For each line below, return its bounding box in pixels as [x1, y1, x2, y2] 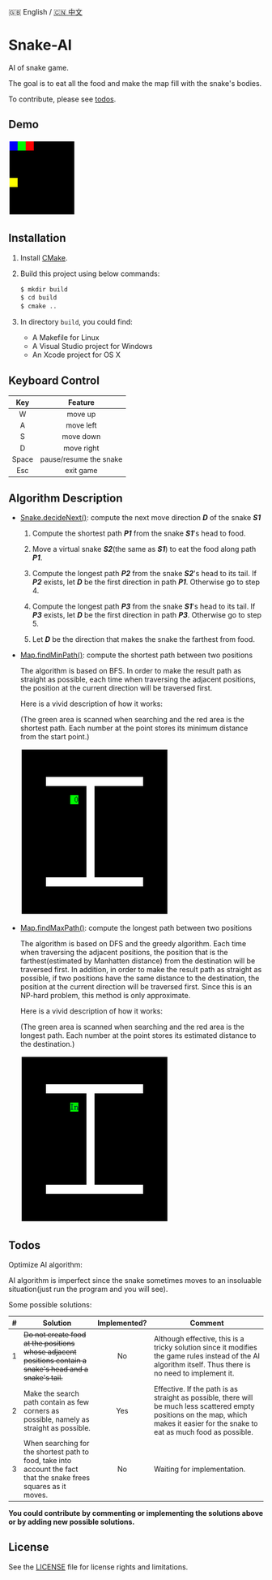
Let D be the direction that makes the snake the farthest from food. [32, 635, 255, 644]
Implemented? [96, 1318, 147, 1328]
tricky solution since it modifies [153, 1342, 257, 1353]
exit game [64, 466, 98, 475]
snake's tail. [23, 1372, 63, 1382]
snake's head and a [23, 1364, 89, 1374]
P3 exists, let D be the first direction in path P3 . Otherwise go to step [32, 610, 261, 620]
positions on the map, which [153, 1410, 248, 1420]
